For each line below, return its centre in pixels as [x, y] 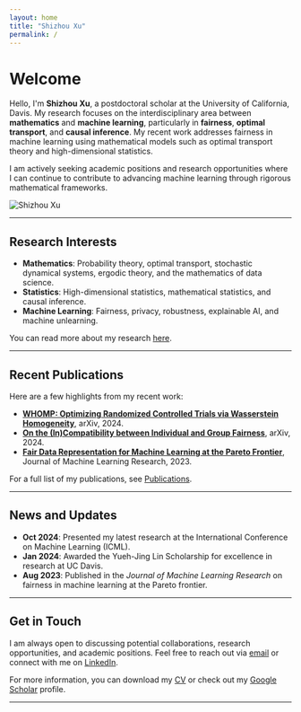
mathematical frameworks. [59, 188]
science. [38, 283]
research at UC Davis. [63, 566]
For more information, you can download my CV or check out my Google [143, 680]
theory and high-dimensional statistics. [82, 151]
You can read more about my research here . [90, 338]
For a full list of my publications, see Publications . [101, 479]
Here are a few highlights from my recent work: [96, 396]
